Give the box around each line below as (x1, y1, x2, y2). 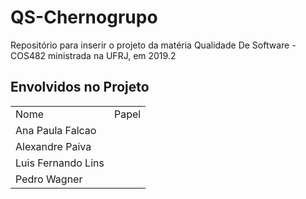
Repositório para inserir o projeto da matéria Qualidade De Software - (10, 39, 297, 51)
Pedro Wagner (15, 172, 83, 186)
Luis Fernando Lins (15, 156, 105, 170)
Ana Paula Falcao (15, 123, 97, 137)
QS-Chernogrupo (10, 6, 158, 29)
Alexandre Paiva (15, 139, 92, 153)
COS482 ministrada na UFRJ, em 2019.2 (10, 49, 177, 61)
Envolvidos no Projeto (10, 79, 150, 96)
